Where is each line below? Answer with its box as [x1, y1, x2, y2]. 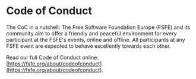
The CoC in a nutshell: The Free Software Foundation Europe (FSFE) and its [6, 24, 191, 31]
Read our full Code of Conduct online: [6, 54, 99, 61]
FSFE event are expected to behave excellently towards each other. [6, 42, 171, 50]
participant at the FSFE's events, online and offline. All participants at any [6, 36, 185, 43]
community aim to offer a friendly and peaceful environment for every [6, 29, 177, 37]
